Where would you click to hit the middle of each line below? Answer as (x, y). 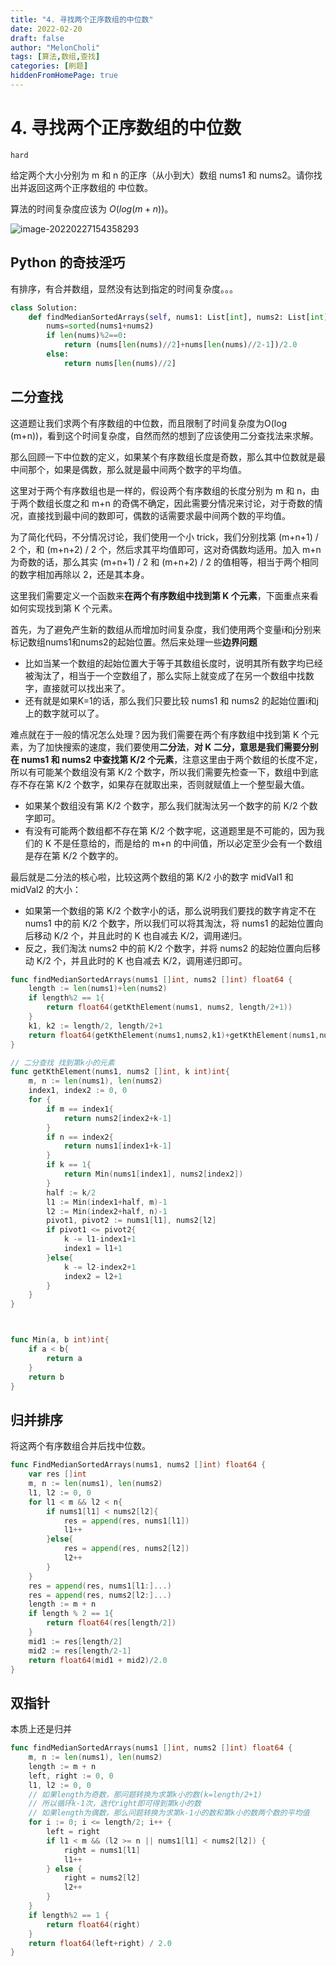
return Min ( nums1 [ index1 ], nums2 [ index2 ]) (153, 1174)
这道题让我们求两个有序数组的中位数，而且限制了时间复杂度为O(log (149, 423)
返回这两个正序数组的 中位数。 (90, 187)
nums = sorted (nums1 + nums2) (100, 326)
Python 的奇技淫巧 (68, 262)
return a (64, 1358)
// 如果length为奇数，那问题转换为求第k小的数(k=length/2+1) (145, 1794)
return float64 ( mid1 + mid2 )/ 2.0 (98, 1660)
